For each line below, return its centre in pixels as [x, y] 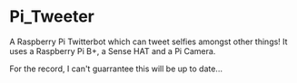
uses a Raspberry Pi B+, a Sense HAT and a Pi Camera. [113, 51]
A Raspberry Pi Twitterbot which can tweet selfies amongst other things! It [148, 41]
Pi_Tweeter [52, 17]
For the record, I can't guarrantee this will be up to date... [116, 69]
